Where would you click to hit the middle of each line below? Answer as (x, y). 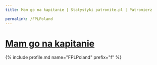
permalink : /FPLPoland (29, 19)
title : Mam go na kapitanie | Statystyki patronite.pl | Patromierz (79, 10)
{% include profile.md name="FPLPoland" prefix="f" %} (64, 57)
